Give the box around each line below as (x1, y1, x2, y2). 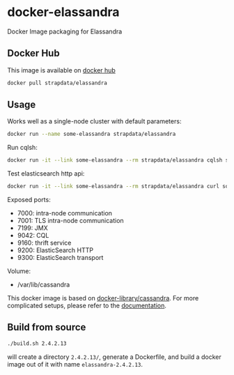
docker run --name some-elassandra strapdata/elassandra (7, 130, 176, 138)
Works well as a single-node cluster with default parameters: (7, 117, 182, 125)
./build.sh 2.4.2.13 (7, 339, 68, 347)
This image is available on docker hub (7, 66, 116, 74)
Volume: (7, 267, 31, 275)
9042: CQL (17, 231, 49, 240)
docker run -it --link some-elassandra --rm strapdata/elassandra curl (7, 183, 219, 190)
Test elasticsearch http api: (7, 169, 85, 178)
